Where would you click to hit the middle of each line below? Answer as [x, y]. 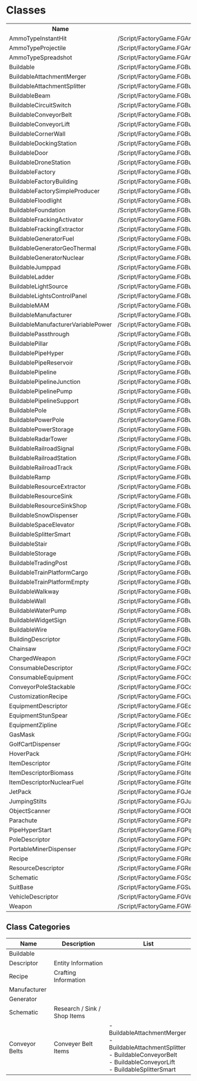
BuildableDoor [29, 153]
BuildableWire [28, 630]
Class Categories [38, 927]
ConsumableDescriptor [41, 668]
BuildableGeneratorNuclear [47, 258]
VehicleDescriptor [34, 897]
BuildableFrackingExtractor [46, 229]
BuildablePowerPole [37, 420]
